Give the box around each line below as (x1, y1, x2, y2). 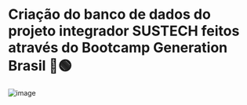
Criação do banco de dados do (8, 5, 212, 24)
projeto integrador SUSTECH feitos (8, 22, 240, 40)
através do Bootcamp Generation (8, 39, 228, 56)
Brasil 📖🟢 (8, 57, 72, 75)
